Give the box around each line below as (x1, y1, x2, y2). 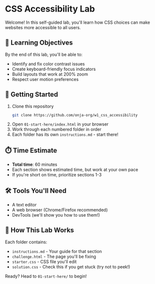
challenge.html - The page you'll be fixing (12, 253, 97, 259)
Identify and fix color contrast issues (12, 61, 85, 66)
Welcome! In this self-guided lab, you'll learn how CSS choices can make (5, 19, 151, 25)
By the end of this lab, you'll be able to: (5, 51, 83, 57)
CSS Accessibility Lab (5, 3, 95, 15)
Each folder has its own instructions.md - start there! (12, 132, 119, 138)
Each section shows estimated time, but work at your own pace (12, 167, 139, 173)
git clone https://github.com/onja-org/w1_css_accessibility (12, 112, 138, 117)
